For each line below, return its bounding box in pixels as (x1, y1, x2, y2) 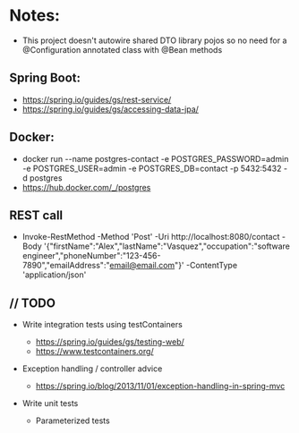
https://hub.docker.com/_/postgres (21, 182, 151, 192)
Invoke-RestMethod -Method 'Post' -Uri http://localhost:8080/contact (21, 232, 280, 242)
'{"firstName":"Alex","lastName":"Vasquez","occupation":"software (43, 241, 291, 251)
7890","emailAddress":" (21, 260, 110, 271)
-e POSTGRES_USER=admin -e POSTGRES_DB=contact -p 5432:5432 (21, 163, 282, 174)
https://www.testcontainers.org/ (35, 346, 154, 357)
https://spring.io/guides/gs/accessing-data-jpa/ (21, 104, 200, 115)
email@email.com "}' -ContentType (109, 260, 238, 271)
